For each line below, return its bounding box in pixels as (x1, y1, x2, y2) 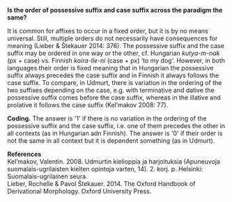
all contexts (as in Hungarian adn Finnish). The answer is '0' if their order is (7, 129, 223, 137)
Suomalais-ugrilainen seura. (7, 172, 88, 180)
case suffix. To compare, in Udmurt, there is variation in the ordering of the (7, 79, 222, 86)
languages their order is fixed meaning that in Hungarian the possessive (7, 64, 214, 72)
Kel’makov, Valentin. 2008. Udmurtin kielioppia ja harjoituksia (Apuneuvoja (7, 157, 221, 166)
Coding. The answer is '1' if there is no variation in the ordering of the (7, 114, 207, 123)
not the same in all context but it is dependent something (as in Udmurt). (7, 137, 215, 145)
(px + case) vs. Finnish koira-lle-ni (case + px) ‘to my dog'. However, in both (7, 56, 225, 65)
